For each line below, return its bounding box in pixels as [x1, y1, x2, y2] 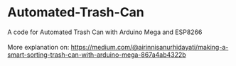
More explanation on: [7, 43, 70, 51]
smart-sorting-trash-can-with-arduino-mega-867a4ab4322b [7, 50, 186, 59]
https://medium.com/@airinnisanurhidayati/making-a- [70, 43, 229, 51]
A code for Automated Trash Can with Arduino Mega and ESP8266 [7, 28, 203, 36]
